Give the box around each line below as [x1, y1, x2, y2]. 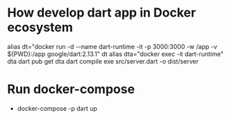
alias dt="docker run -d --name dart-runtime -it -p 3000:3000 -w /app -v [7, 42, 217, 51]
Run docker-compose [7, 82, 135, 98]
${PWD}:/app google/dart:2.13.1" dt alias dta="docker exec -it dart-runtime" [7, 50, 224, 58]
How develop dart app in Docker [7, 5, 197, 21]
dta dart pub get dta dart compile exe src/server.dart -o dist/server [7, 57, 199, 65]
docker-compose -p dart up [17, 104, 97, 112]
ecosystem [7, 19, 73, 35]
